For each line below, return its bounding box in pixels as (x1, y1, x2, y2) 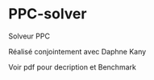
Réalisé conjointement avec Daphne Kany (8, 46, 147, 56)
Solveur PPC (8, 31, 51, 41)
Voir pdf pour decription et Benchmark (8, 62, 137, 72)
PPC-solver (8, 5, 87, 23)
